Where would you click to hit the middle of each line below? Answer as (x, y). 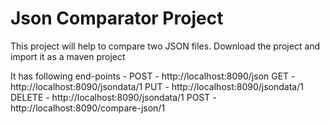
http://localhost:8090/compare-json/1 (88, 108)
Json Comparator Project (117, 18)
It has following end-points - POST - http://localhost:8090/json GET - (153, 76)
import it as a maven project (68, 56)
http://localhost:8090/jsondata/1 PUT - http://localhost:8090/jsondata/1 (157, 86)
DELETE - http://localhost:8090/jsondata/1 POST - (113, 97)
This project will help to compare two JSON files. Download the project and (165, 46)
